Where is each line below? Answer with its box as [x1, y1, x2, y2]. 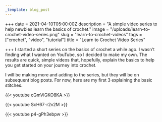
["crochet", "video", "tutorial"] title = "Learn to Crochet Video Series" [5, 37, 146, 43]
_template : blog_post [5, 7, 50, 12]
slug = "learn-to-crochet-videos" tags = [60, 31, 143, 37]
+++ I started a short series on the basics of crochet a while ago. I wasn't [5, 46, 155, 52]
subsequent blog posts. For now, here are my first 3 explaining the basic [5, 77, 153, 83]
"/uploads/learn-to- [110, 26, 150, 32]
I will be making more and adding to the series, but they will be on [5, 71, 139, 77]
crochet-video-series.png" [5, 31, 60, 37]
